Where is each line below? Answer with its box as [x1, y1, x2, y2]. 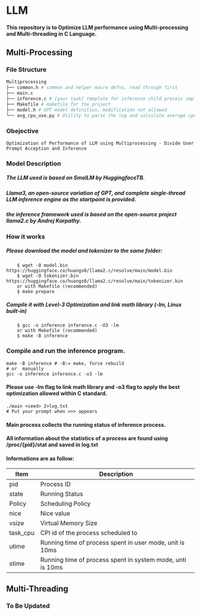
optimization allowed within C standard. [6, 390, 108, 397]
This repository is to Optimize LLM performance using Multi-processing [6, 23, 188, 31]
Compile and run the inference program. [6, 347, 126, 355]
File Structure [6, 65, 47, 74]
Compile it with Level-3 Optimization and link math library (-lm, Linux [6, 301, 182, 309]
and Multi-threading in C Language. [6, 30, 97, 37]
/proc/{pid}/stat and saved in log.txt [6, 441, 99, 448]
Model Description [6, 159, 62, 168]
